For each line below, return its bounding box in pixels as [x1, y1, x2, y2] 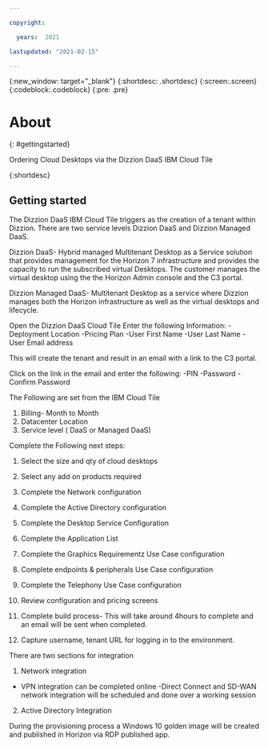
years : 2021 [16, 33, 60, 41]
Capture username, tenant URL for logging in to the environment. [20, 635, 235, 645]
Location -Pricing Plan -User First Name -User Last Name [50, 330, 241, 339]
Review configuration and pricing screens [20, 596, 158, 605]
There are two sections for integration [9, 651, 134, 661]
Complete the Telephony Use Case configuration [20, 581, 182, 590]
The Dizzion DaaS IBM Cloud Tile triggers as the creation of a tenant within [9, 215, 256, 225]
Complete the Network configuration [20, 487, 142, 497]
